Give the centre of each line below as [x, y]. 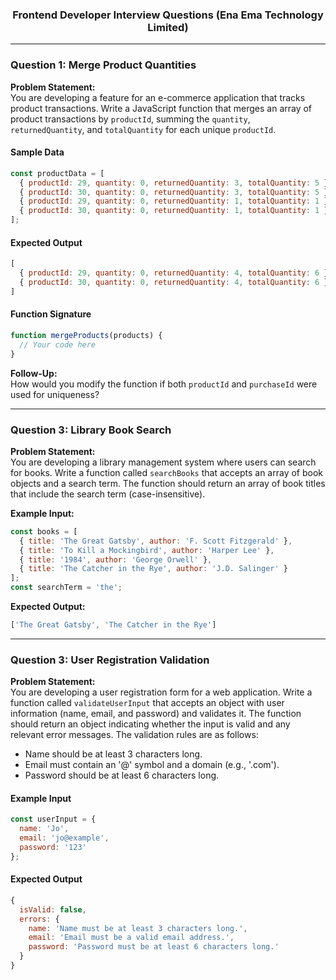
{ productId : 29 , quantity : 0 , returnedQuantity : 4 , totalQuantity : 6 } [174, 273]
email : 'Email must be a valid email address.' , [131, 938]
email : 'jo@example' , [64, 838]
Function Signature [51, 314]
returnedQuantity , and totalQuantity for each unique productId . [143, 129]
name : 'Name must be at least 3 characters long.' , [138, 928]
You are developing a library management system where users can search [163, 462]
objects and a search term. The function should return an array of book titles [168, 483]
